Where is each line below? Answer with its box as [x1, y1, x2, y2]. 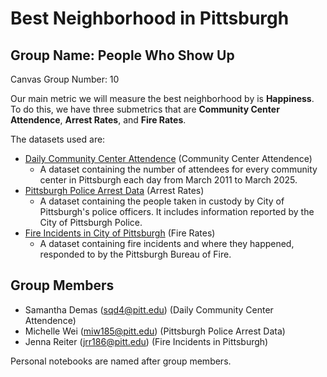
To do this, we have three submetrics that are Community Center [10, 103, 280, 115]
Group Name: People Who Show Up [10, 47, 235, 64]
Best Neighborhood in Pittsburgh [10, 7, 290, 30]
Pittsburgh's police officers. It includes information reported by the [39, 206, 315, 217]
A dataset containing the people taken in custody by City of [39, 195, 285, 207]
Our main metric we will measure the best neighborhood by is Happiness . [10, 93, 315, 104]
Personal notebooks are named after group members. [10, 355, 232, 367]
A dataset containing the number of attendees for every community [39, 163, 318, 175]
